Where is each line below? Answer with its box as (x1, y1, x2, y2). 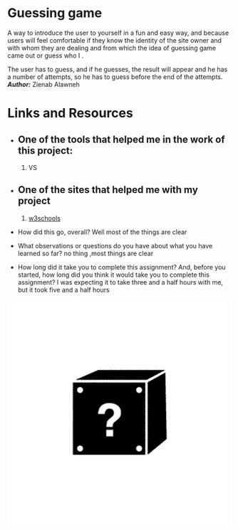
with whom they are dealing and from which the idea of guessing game (7, 43, 217, 52)
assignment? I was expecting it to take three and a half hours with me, (17, 277, 223, 286)
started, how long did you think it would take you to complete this (17, 270, 210, 279)
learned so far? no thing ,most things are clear (17, 249, 154, 258)
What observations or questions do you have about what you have (17, 241, 213, 250)
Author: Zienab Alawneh (7, 80, 81, 88)
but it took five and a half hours (17, 285, 110, 294)
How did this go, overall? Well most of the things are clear (17, 228, 187, 236)
